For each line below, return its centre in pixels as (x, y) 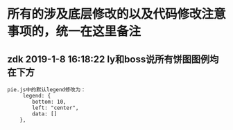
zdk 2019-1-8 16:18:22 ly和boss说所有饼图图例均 (113, 59)
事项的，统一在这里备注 (74, 31)
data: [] (45, 114)
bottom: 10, (50, 102)
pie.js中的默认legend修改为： (47, 90)
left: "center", (55, 108)
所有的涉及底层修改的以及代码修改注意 (117, 14)
